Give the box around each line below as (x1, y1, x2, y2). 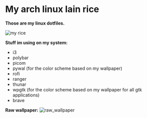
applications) (12, 92, 40, 98)
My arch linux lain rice (5, 4, 100, 15)
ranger (12, 76, 27, 82)
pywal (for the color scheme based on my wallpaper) (12, 65, 122, 71)
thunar (12, 81, 27, 87)
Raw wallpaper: (5, 107, 39, 113)
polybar (12, 54, 29, 61)
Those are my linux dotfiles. (5, 20, 65, 26)
